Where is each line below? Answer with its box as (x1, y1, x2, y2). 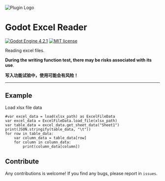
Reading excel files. (5, 47, 45, 53)
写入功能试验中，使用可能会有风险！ (5, 72, 79, 78)
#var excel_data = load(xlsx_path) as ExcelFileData (5, 114, 115, 119)
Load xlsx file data (5, 104, 42, 110)
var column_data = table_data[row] (14, 135, 87, 140)
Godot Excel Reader (5, 22, 87, 33)
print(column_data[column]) (23, 144, 80, 149)
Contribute (5, 157, 39, 166)
